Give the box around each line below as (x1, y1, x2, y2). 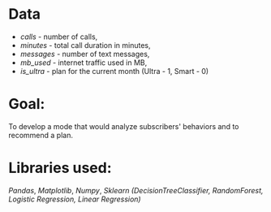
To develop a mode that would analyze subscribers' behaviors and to (8, 121, 239, 131)
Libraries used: (8, 159, 112, 177)
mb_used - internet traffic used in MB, (19, 58, 148, 67)
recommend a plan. (8, 130, 73, 140)
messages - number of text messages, (19, 49, 150, 58)
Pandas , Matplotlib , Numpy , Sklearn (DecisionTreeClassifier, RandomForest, (8, 185, 264, 195)
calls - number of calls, (19, 32, 98, 41)
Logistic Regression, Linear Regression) (8, 194, 141, 204)
